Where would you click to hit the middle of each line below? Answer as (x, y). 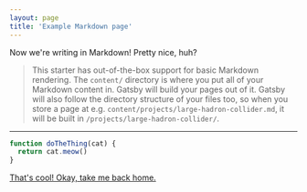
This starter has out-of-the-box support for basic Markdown (145, 70)
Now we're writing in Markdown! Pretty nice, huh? (104, 52)
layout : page (34, 18)
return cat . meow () (53, 152)
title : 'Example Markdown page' (71, 26)
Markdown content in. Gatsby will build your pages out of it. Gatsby (159, 89)
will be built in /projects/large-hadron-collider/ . (126, 118)
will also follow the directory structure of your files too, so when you (160, 99)
